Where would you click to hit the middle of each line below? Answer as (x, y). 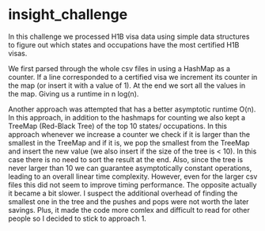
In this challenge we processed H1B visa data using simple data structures (129, 36)
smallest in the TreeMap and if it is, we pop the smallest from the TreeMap (129, 142)
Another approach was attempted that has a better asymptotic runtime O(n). (132, 109)
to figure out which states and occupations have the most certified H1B (124, 44)
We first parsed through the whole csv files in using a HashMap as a (119, 68)
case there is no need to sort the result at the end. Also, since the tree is (126, 159)
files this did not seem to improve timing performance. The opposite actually (132, 184)
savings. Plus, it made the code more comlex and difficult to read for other (129, 210)
